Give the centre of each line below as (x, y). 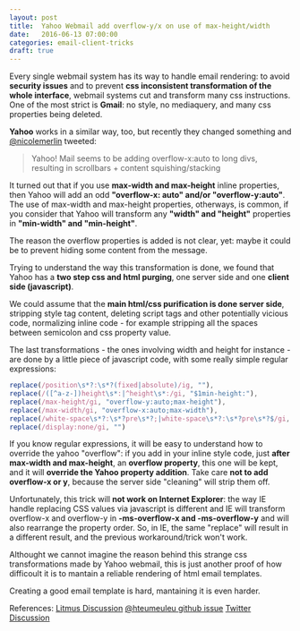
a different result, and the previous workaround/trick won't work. (129, 537)
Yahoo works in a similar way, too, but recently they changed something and (150, 132)
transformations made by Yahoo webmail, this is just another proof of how (146, 564)
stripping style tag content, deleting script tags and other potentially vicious (149, 313)
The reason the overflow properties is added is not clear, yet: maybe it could (150, 241)
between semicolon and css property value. (90, 333)
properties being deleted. (56, 115)
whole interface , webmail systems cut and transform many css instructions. (150, 96)
